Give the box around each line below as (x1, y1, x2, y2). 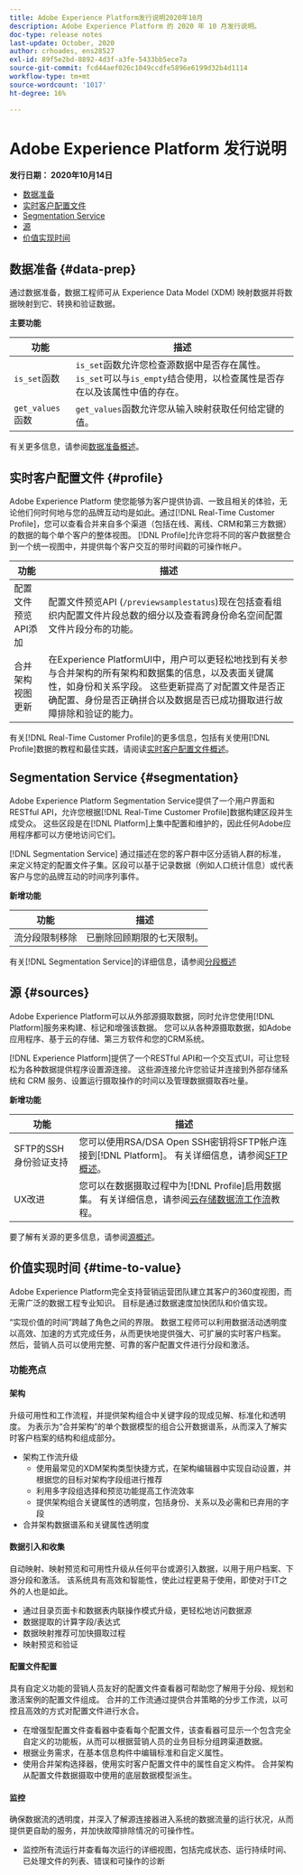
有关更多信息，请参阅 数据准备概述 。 (9, 441, 144, 452)
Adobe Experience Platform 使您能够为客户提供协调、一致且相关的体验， (9, 496, 280, 506)
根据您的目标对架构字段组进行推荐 (35, 1473, 163, 1485)
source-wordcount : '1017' (9, 80, 106, 89)
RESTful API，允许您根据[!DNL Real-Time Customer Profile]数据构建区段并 (9, 806, 286, 817)
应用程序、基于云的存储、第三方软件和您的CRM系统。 (9, 1033, 209, 1044)
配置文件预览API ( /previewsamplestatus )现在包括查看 (48, 596, 273, 608)
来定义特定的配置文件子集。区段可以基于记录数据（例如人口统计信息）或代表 (9, 859, 294, 870)
